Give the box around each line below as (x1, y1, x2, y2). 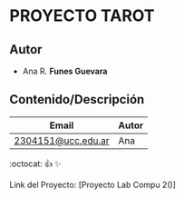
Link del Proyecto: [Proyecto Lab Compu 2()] (9, 179, 177, 190)
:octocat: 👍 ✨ (9, 158, 62, 169)
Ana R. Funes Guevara (22, 65, 108, 76)
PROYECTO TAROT (9, 5, 155, 26)
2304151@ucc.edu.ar (14, 134, 111, 146)
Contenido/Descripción (9, 92, 145, 107)
